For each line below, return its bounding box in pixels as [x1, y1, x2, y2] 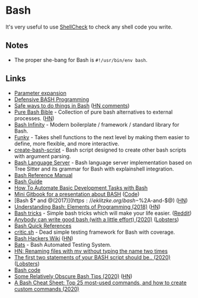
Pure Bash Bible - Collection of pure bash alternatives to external [14, 108, 173, 115]
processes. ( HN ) [14, 114, 55, 122]
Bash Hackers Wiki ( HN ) [14, 234, 74, 241]
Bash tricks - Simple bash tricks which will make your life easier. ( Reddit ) [14, 209, 192, 217]
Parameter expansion [14, 89, 66, 96]
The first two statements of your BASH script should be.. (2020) [14, 253, 171, 261]
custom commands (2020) [14, 285, 79, 292]
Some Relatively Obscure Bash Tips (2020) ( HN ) [14, 272, 133, 280]
